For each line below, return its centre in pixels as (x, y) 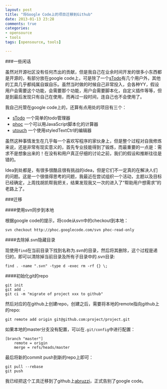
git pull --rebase (24, 367)
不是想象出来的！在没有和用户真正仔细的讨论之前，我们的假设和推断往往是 (85, 153)
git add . (15, 290)
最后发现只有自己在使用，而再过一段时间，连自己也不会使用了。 (79, 97)
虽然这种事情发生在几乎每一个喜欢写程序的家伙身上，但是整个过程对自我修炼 (83, 141)
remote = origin (31, 343)
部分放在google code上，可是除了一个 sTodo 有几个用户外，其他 (96, 78)
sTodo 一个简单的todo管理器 (41, 118)
